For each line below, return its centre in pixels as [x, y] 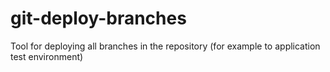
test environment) [47, 56]
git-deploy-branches [98, 18]
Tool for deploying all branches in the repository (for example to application [165, 46]
